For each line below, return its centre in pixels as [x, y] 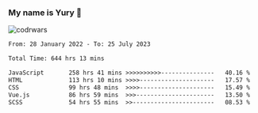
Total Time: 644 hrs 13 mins [56, 58]
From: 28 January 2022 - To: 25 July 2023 [79, 44]
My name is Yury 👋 [45, 13]
